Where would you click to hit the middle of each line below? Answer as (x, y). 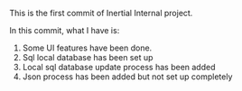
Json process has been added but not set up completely (127, 77)
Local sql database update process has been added (119, 67)
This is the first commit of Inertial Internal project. (101, 13)
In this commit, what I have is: (65, 30)
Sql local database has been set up (88, 57)
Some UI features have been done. (87, 48)
